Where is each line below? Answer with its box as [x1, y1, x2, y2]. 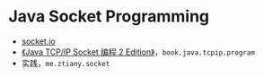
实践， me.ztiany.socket [21, 57, 110, 68]
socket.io [21, 36, 56, 47]
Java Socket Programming [8, 6, 210, 27]
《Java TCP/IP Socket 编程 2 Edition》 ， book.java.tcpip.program [21, 47, 255, 57]
